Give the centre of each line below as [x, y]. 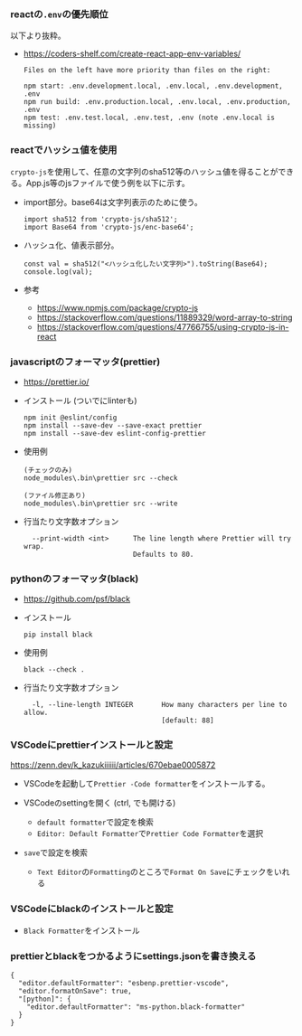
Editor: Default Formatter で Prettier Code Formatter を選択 [150, 834]
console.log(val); [58, 272]
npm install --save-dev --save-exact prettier [113, 425]
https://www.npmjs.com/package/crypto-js [118, 307]
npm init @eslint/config [70, 418]
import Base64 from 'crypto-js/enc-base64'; [109, 227]
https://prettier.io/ [56, 381]
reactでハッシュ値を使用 [64, 150]
